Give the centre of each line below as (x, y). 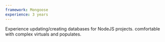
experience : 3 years (27, 14)
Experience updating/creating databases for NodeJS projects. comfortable (82, 28)
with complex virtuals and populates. (43, 34)
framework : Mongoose (27, 10)
